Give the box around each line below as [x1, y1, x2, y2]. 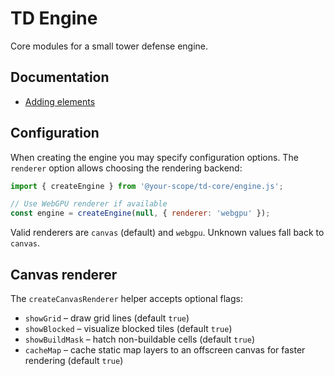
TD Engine [10, 7, 98, 30]
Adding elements [24, 95, 96, 107]
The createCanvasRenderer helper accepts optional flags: [10, 293, 243, 304]
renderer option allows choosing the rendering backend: [10, 162, 243, 174]
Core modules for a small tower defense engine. [10, 40, 209, 52]
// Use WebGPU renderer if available [10, 199, 168, 209]
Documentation [10, 69, 110, 86]
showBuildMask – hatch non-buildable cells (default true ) [24, 333, 255, 345]
